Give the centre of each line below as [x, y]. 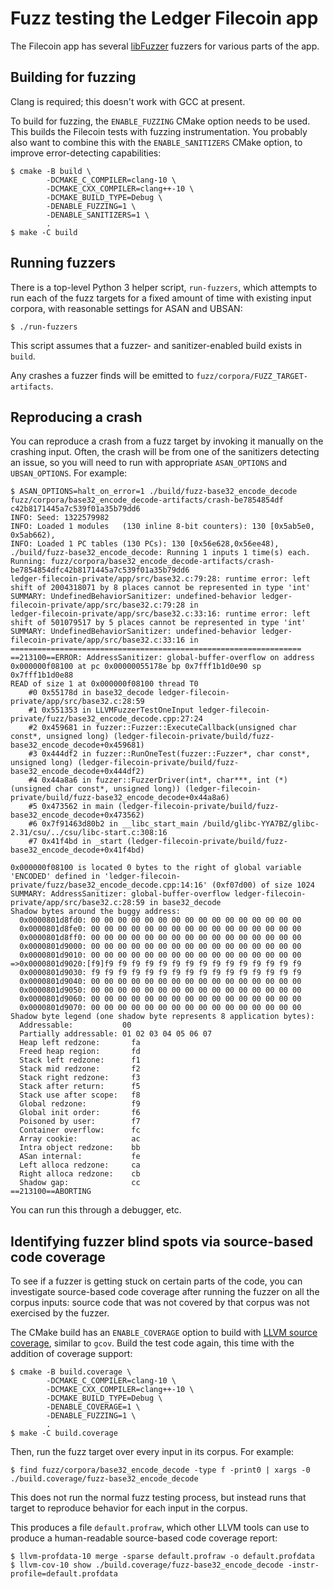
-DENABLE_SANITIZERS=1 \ [98, 215]
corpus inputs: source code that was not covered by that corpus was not [160, 1303]
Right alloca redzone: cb [80, 1174]
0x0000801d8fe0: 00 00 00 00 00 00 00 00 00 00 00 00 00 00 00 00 [160, 929]
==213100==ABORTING [51, 1192]
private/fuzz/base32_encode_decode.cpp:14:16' [109, 885]
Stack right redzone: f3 [80, 1078]
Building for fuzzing [73, 77]
